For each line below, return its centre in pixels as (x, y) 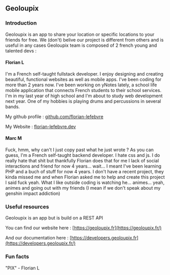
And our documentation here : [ (38, 238)
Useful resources (27, 207)
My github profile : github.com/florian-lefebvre (54, 116)
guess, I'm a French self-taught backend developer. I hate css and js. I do (83, 155)
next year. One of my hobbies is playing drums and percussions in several (83, 101)
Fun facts (17, 256)
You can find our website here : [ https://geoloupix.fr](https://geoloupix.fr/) (83, 228)
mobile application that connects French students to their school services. (83, 90)
